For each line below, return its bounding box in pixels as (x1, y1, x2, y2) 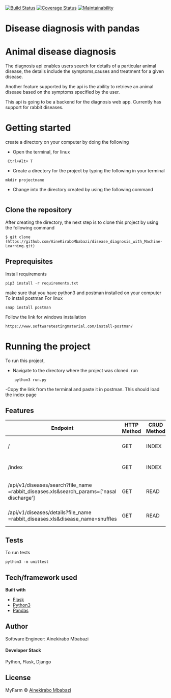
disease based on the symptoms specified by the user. (5, 89, 120, 95)
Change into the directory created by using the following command (12, 187, 154, 193)
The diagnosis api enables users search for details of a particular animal (5, 63, 157, 69)
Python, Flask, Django (5, 659, 51, 665)
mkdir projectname (5, 177, 44, 183)
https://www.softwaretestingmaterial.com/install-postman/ (5, 324, 133, 329)
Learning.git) (5, 243, 36, 248)
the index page (5, 392, 37, 398)
